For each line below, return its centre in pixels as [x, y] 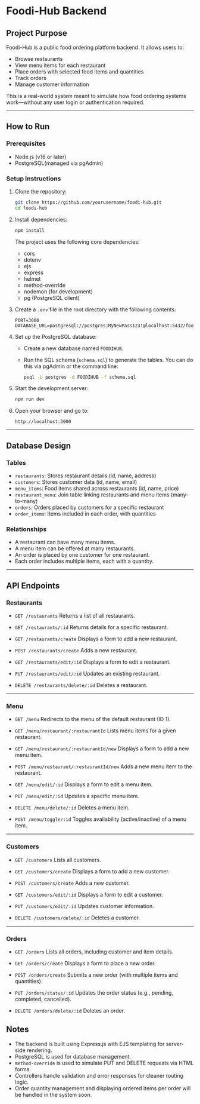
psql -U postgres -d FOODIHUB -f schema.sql [80, 377]
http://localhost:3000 [43, 422]
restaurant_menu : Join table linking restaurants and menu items [92, 495]
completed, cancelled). [43, 999]
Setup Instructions [34, 179]
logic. [21, 1082]
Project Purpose [37, 33]
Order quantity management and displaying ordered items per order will [103, 1088]
